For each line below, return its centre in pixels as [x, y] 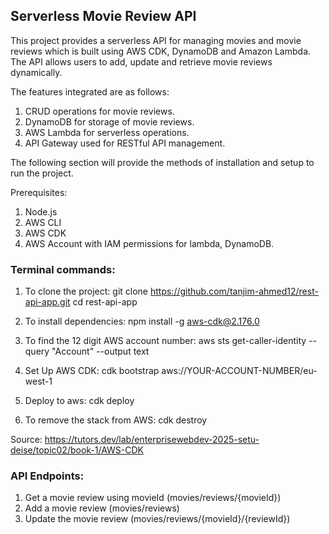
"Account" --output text [100, 351]
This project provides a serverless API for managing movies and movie [156, 40]
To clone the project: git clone [86, 291]
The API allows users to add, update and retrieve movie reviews [141, 61]
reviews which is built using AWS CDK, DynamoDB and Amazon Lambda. [161, 51]
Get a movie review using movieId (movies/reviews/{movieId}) [153, 498]
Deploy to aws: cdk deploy [79, 401]
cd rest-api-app [105, 302]
